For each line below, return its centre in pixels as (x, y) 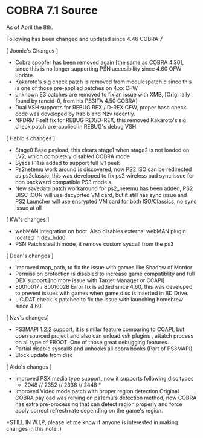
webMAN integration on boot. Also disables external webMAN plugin (100, 231)
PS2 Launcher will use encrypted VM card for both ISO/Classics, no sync (106, 201)
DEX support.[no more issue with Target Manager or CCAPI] (90, 280)
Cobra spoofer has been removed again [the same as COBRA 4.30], (99, 62)
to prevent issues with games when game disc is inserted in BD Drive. (102, 293)
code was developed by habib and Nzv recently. (75, 114)
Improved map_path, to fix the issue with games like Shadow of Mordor (104, 267)
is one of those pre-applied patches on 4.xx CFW (76, 88)
